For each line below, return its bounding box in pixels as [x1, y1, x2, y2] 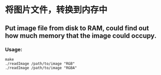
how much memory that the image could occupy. [5, 31, 157, 40]
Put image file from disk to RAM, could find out [5, 24, 149, 32]
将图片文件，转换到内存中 [5, 4, 108, 15]
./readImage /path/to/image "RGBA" [5, 65, 77, 70]
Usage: [5, 46, 23, 53]
